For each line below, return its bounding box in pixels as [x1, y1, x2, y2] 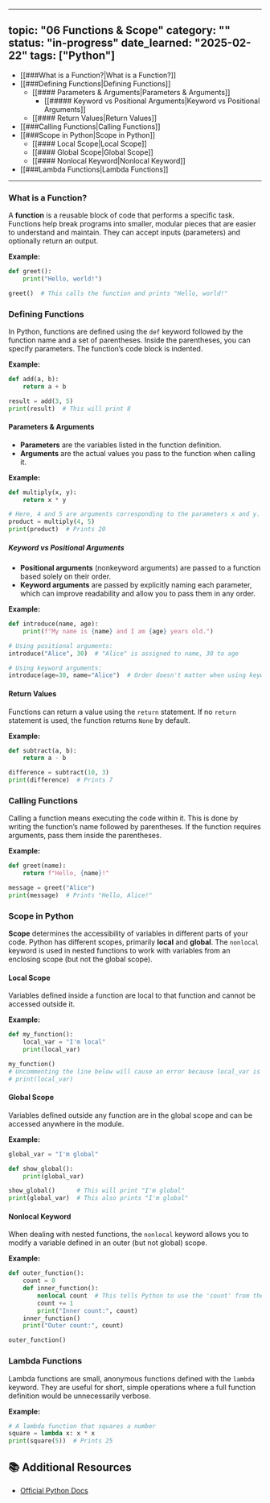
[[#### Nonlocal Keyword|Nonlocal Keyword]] [31, 156, 186, 165]
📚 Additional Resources [8, 1460, 133, 1474]
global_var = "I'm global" [8, 1150, 99, 1158]
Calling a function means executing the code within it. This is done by [8, 813, 239, 823]
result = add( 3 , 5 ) [8, 397, 74, 405]
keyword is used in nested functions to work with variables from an [8, 946, 231, 956]
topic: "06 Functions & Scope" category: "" [8, 23, 231, 37]
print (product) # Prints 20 [8, 525, 106, 534]
